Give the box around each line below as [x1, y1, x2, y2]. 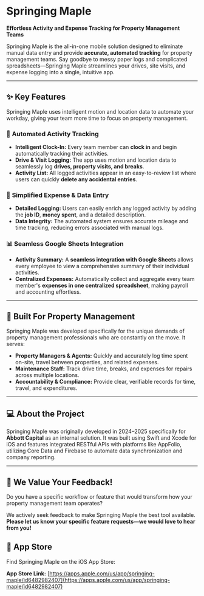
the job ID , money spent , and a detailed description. [15, 211, 146, 218]
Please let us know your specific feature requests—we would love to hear [6, 518, 195, 525]
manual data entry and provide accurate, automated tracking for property [6, 49, 192, 56]
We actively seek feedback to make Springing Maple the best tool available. [6, 511, 195, 519]
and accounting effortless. [15, 288, 81, 296]
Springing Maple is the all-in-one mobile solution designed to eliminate [6, 43, 183, 50]
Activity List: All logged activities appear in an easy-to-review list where [15, 169, 197, 177]
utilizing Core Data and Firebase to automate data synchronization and [6, 447, 183, 454]
